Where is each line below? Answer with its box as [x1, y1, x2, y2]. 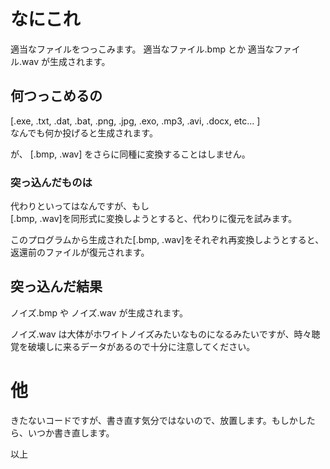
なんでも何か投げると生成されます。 [10, 126, 158, 139]
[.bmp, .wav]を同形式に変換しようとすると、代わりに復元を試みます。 [10, 213, 298, 225]
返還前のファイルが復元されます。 [10, 246, 150, 259]
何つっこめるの [10, 88, 103, 105]
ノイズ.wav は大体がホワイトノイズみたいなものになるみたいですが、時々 [10, 328, 312, 340]
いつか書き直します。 [27, 426, 115, 439]
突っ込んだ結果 [10, 278, 103, 295]
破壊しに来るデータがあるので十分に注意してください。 [27, 340, 256, 352]
